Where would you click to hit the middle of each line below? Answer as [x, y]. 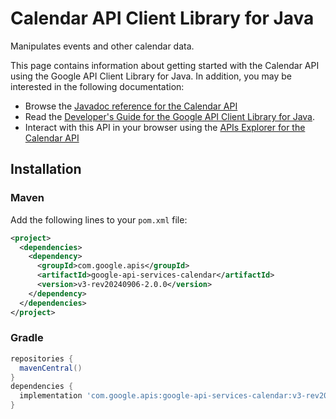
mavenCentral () [51, 368]
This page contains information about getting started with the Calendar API [165, 65]
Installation [46, 169]
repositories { [42, 358]
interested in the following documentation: [97, 86]
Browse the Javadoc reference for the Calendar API [131, 106]
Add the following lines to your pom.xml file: [99, 219]
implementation [51, 396]
